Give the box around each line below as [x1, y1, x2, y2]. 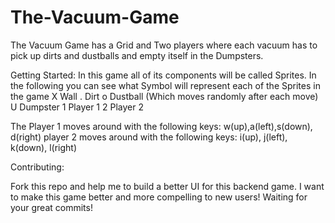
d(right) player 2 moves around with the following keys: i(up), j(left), [10, 131, 288, 143]
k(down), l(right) [10, 141, 77, 153]
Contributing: [10, 161, 65, 173]
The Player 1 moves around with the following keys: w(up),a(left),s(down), [10, 120, 313, 132]
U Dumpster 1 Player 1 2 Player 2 [10, 101, 144, 113]
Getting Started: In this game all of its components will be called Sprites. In [10, 69, 317, 81]
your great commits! [10, 201, 93, 213]
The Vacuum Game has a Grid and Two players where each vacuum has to [10, 39, 318, 51]
